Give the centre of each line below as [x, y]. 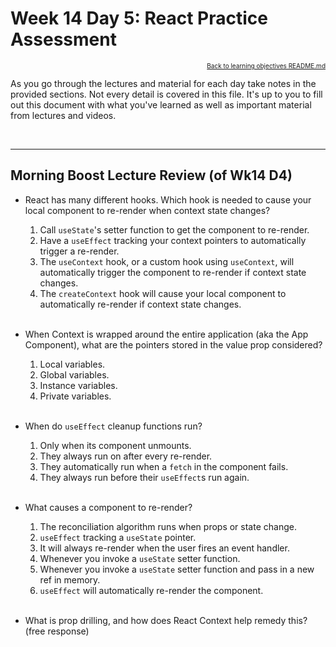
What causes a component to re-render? [108, 507]
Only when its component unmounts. [115, 445]
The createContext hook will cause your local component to [163, 293]
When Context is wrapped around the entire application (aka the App [166, 334]
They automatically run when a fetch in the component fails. [164, 466]
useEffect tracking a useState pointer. [118, 537]
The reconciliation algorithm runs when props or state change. [168, 526]
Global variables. [74, 374]
